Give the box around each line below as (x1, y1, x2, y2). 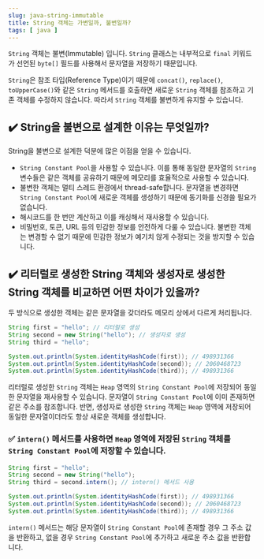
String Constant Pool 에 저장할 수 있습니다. (8, 445, 166, 457)
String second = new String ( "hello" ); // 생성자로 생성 (8, 330, 186, 339)
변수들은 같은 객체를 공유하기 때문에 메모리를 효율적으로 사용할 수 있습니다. (19, 173, 250, 182)
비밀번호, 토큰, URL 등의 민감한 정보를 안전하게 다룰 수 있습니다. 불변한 (19, 222, 237, 232)
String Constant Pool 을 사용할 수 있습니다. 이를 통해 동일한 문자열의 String (19, 163, 257, 173)
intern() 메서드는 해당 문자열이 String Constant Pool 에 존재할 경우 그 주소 (8, 522, 244, 532)
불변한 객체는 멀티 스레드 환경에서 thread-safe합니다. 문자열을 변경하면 (19, 183, 239, 192)
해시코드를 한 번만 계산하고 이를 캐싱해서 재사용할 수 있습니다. (19, 212, 210, 222)
